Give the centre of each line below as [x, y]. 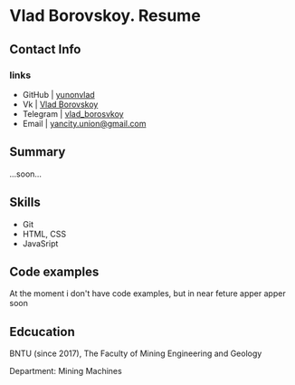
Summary [38, 152]
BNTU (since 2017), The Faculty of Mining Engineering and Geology [136, 353]
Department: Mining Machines [66, 371]
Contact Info [45, 49]
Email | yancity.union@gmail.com [84, 123]
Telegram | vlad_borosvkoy [73, 113]
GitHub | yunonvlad [58, 94]
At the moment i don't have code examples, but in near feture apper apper [148, 294]
